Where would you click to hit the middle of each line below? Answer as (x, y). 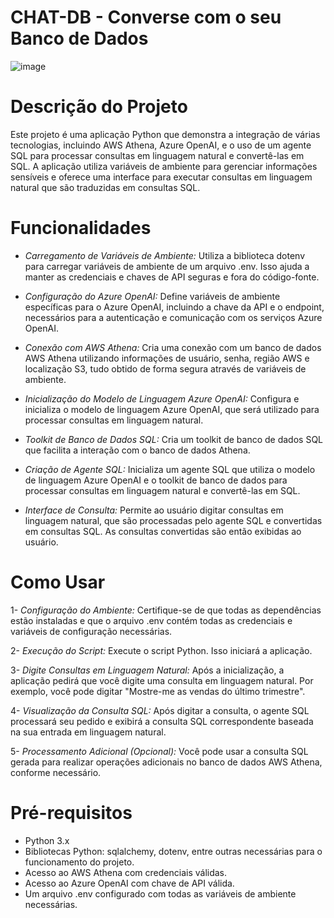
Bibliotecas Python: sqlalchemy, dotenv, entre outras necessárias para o (173, 851)
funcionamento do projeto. (79, 862)
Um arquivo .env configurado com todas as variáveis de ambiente (160, 893)
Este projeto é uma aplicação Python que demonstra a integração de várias (165, 134)
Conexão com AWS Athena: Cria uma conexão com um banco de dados (173, 347)
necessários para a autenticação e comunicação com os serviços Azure (173, 317)
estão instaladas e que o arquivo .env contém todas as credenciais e (151, 620)
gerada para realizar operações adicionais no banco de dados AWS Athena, (166, 762)
